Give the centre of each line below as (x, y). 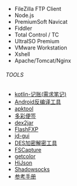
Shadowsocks (32, 170)
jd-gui (22, 136)
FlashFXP (26, 129)
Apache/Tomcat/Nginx (43, 61)
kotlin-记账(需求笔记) (40, 95)
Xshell (22, 54)
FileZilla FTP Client (38, 9)
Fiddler (23, 28)
